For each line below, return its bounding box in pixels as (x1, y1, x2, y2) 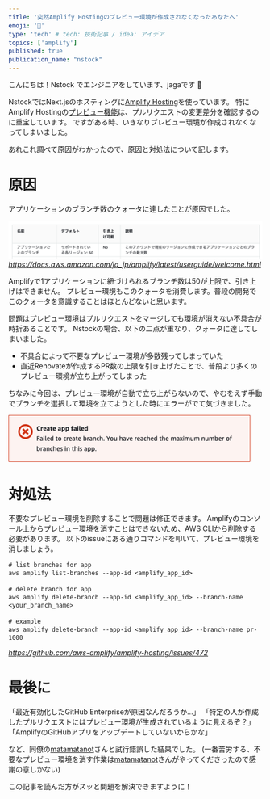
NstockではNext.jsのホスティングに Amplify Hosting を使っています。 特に (8, 97, 250, 107)
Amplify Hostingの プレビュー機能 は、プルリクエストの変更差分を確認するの (8, 107, 260, 116)
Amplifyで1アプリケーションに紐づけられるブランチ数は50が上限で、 (8, 275, 236, 286)
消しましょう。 (8, 544, 58, 553)
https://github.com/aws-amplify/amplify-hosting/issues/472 (8, 647, 209, 658)
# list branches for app (8, 561, 92, 569)
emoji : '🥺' (8, 21, 45, 30)
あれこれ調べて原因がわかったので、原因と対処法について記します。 (8, 145, 234, 153)
